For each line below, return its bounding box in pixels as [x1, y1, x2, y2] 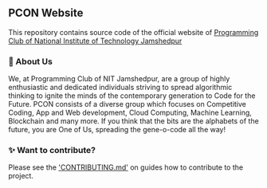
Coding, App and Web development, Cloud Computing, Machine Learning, [8, 108, 253, 118]
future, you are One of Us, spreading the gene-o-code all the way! [8, 125, 226, 135]
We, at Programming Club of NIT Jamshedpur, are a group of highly [8, 74, 230, 84]
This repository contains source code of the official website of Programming [8, 27, 259, 37]
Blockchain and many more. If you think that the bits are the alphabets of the [8, 116, 259, 126]
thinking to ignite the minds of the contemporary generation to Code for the [8, 91, 256, 100]
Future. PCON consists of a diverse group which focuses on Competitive [8, 100, 247, 109]
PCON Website [8, 6, 84, 20]
